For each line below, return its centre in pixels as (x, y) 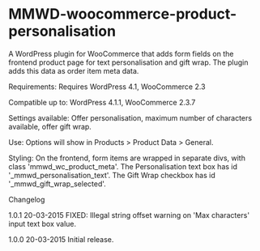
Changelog (27, 199)
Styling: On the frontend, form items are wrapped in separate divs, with (127, 158)
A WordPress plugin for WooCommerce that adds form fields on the (121, 53)
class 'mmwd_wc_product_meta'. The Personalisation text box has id (123, 166)
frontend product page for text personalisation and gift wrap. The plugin (128, 62)
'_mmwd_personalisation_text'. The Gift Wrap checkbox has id (112, 175)
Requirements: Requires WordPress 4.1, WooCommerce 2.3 (107, 87)
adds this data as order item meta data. (74, 70)
